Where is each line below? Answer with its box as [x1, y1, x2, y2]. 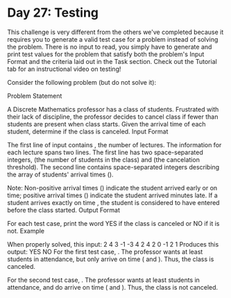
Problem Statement [7, 92, 62, 100]
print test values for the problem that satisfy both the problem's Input [7, 50, 205, 58]
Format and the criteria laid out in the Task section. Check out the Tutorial [7, 57, 217, 65]
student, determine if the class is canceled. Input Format [7, 127, 169, 135]
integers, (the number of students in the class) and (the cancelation [7, 155, 200, 164]
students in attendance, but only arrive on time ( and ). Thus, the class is [7, 255, 214, 263]
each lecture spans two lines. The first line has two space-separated [7, 148, 203, 156]
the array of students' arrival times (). [7, 170, 114, 179]
